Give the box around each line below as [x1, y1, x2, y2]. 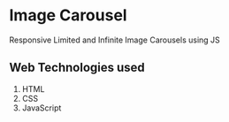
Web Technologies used [9, 60, 146, 75]
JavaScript [21, 103, 62, 113]
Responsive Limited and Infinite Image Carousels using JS [9, 34, 221, 45]
